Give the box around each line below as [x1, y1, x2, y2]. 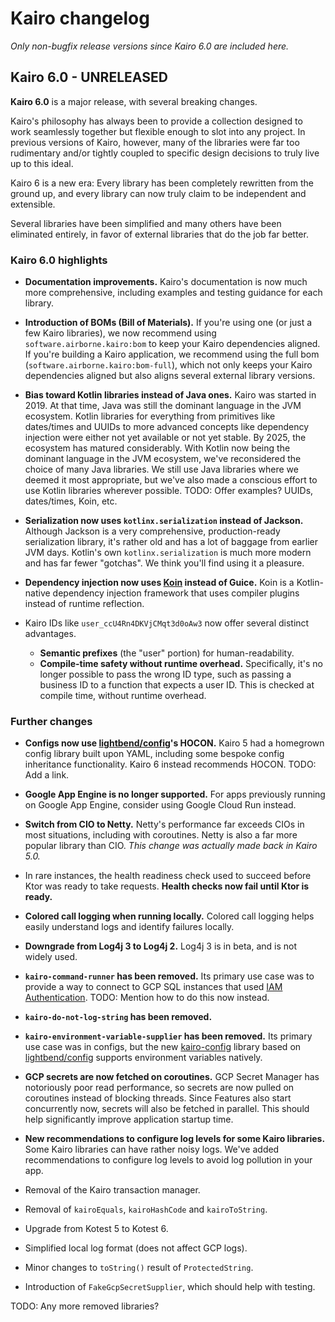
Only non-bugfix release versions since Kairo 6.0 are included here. [10, 40, 290, 52]
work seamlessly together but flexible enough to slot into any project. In [10, 125, 306, 137]
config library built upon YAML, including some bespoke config [24, 748, 285, 760]
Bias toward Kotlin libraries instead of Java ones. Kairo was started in [24, 389, 317, 401]
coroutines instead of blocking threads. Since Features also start [24, 1092, 292, 1104]
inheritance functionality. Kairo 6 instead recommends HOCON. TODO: [24, 758, 317, 771]
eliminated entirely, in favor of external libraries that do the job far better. [10, 228, 309, 240]
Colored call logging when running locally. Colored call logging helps [24, 910, 315, 922]
